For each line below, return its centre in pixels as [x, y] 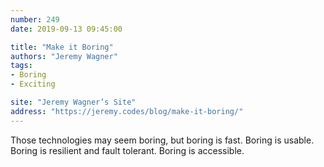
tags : [21, 66]
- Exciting [33, 84]
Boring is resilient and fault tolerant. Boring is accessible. [127, 150]
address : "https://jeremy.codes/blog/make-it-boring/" [127, 111]
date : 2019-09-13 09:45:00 [66, 29]
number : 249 [35, 19]
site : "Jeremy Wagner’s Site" [73, 102]
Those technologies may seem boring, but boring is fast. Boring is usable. [162, 140]
